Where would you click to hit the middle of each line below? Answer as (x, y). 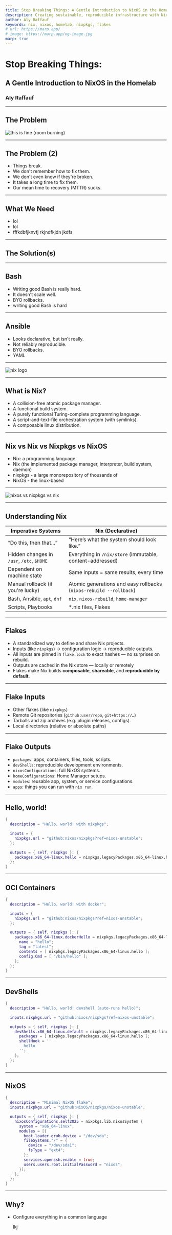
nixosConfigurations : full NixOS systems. (57, 770)
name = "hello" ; (36, 942)
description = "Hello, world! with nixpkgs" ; (59, 824)
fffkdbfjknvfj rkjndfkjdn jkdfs (42, 232)
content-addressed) (93, 561)
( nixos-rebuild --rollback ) (102, 590)
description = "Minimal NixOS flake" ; (51, 1103)
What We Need (30, 209)
